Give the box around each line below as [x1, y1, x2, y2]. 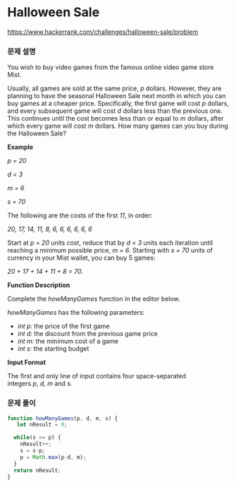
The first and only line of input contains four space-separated [7, 372, 187, 380]
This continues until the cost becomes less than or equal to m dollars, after [7, 114, 224, 123]
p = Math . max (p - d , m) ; [20, 453, 87, 461]
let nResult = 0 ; [16, 421, 68, 428]
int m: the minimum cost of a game [17, 337, 118, 346]
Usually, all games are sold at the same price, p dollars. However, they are [7, 84, 222, 92]
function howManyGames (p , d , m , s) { [7, 414, 118, 422]
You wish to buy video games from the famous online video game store [7, 63, 214, 71]
